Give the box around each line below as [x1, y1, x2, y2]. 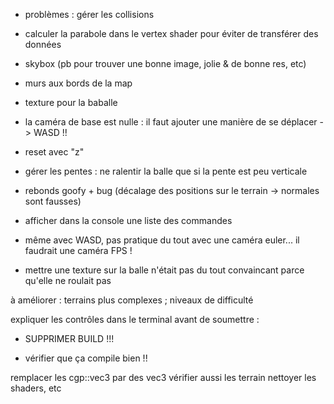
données [24, 39, 62, 50]
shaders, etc [10, 382, 62, 394]
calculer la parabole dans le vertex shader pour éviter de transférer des [24, 28, 319, 39]
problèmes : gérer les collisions [24, 9, 155, 20]
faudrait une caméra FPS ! [24, 245, 133, 256]
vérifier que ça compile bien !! [24, 352, 148, 364]
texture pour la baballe [24, 97, 118, 108]
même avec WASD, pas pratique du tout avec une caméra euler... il [24, 234, 300, 246]
